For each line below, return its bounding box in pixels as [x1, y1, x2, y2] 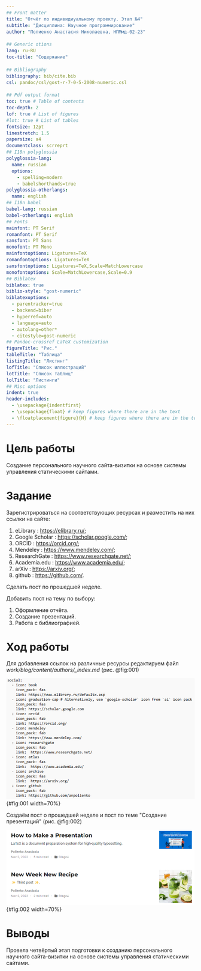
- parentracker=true [11, 301, 63, 307]
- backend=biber [11, 307, 52, 313]
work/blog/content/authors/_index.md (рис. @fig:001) [6, 667, 139, 674]
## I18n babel [6, 200, 42, 206]
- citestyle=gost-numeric [11, 333, 77, 339]
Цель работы [6, 441, 75, 455]
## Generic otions [6, 41, 52, 47]
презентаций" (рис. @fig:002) [6, 818, 82, 825]
